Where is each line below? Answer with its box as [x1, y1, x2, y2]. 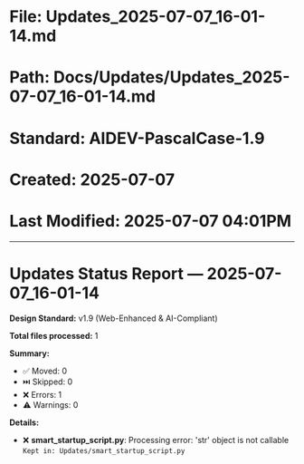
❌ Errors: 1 [22, 389, 62, 400]
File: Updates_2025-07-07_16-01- [9, 6, 266, 27]
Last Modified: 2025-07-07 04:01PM [9, 210, 292, 231]
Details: [9, 417, 39, 428]
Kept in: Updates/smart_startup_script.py [22, 446, 185, 455]
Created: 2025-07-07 [9, 169, 175, 189]
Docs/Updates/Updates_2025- [52, 67, 290, 88]
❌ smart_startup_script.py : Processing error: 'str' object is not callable [22, 434, 290, 445]
